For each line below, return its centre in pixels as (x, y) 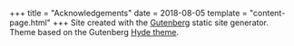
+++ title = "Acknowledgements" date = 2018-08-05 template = (128, 13)
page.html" (30, 23)
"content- (267, 13)
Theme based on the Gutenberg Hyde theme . (94, 32)
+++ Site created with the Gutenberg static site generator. (161, 23)
